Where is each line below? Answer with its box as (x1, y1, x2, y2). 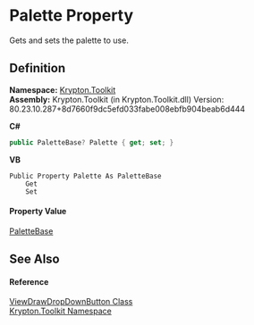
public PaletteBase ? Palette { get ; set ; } (9, 137, 174, 147)
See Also (9, 252, 60, 267)
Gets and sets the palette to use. (9, 35, 130, 46)
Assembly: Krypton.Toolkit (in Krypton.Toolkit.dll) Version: (9, 94, 224, 104)
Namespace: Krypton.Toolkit (9, 84, 116, 95)
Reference (9, 276, 49, 287)
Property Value (9, 206, 67, 217)
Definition (9, 61, 65, 76)
